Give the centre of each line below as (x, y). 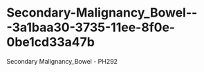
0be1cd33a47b (50, 42)
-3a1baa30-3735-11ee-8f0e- (91, 27)
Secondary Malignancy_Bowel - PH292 (62, 61)
